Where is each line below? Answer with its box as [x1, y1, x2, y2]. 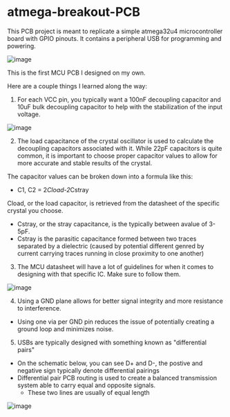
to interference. [17, 304, 61, 312]
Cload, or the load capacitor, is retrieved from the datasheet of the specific [7, 198, 220, 207]
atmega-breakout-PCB [7, 4, 140, 20]
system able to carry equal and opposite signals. [17, 381, 156, 389]
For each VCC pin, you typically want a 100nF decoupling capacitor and [17, 95, 221, 104]
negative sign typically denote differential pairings [17, 366, 160, 374]
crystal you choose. [7, 206, 64, 214]
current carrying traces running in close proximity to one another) [17, 249, 204, 257]
